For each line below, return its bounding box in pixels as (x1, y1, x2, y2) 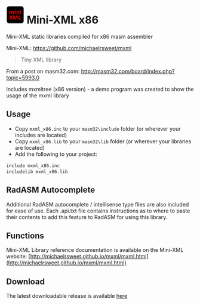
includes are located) (14, 131, 67, 138)
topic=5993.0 (6, 74, 40, 81)
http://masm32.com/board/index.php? (81, 67, 175, 75)
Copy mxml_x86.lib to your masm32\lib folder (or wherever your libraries (14, 137, 192, 145)
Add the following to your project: (14, 150, 97, 158)
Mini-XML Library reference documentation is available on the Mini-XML (6, 247, 184, 254)
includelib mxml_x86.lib (6, 168, 68, 175)
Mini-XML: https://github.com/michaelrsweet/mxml (6, 44, 132, 51)
